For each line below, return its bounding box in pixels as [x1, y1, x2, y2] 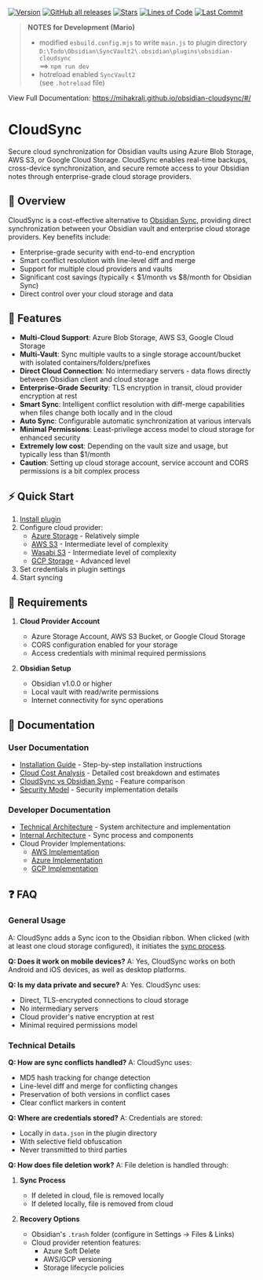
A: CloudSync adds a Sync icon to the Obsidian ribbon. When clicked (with [8, 933, 250, 942]
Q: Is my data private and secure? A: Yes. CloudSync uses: [8, 980, 201, 989]
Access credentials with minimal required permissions [31, 649, 206, 658]
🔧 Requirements [8, 595, 88, 609]
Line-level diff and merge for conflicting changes [19, 1081, 178, 1091]
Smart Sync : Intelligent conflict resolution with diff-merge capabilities [19, 399, 245, 408]
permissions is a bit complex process [19, 466, 140, 475]
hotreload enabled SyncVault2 [38, 70, 136, 79]
